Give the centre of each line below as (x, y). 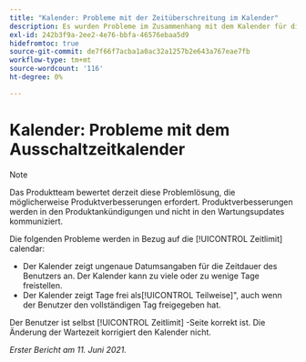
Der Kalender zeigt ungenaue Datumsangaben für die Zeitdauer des (150, 266)
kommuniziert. (36, 221)
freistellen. (42, 285)
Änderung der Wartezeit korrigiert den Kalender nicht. (111, 332)
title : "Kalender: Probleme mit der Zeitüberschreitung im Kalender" (144, 18)
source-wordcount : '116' (56, 69)
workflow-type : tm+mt (51, 60)
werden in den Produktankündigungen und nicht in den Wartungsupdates (147, 211)
